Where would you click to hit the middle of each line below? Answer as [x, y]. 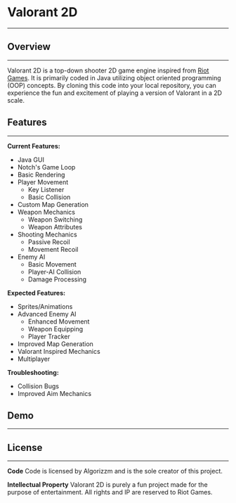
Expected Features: [36, 293]
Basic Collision [49, 197]
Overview [29, 47]
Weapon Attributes [55, 227]
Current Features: [34, 146]
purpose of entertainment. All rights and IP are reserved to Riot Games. [110, 492]
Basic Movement [52, 264]
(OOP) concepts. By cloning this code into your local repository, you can [112, 85]
